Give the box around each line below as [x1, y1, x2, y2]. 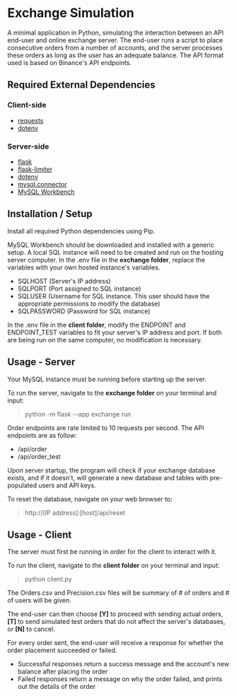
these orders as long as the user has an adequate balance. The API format [7, 51, 224, 59]
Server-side [7, 141, 50, 151]
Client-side [7, 100, 47, 110]
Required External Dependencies [7, 79, 156, 91]
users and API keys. [38, 481, 97, 489]
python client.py [24, 575, 72, 584]
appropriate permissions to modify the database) [17, 299, 161, 308]
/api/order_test [17, 452, 62, 460]
